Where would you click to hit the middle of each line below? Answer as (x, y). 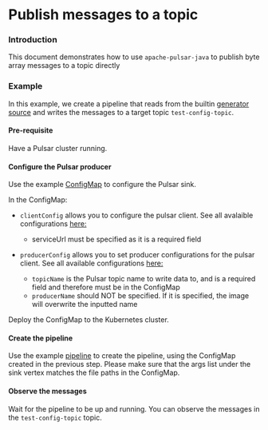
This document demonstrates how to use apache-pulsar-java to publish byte (134, 57)
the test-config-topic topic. (55, 417)
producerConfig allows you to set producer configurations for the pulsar (137, 255)
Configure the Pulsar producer (60, 166)
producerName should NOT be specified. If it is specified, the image (140, 296)
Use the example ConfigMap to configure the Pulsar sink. (102, 185)
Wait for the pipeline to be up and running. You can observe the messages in (134, 408)
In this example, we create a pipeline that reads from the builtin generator (129, 104)
